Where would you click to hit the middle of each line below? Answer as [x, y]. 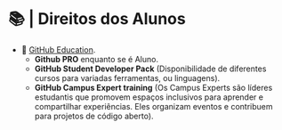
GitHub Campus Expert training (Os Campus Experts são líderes [153, 87]
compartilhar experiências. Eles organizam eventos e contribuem [153, 106]
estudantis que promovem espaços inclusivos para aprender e [149, 97]
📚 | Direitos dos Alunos [97, 19]
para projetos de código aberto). [94, 116]
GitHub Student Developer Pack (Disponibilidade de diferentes [150, 69]
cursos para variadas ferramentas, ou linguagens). [127, 77]
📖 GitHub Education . [58, 49]
